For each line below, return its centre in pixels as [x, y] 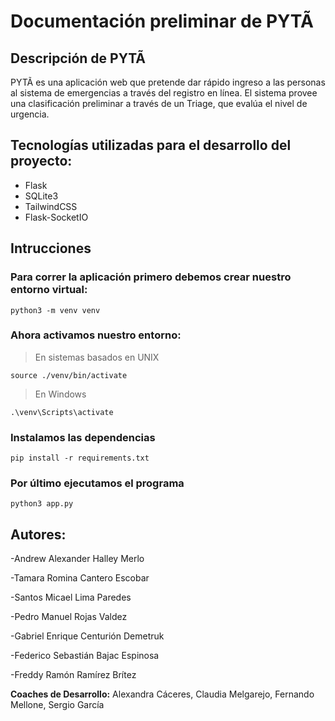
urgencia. [30, 114]
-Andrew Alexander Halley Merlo [77, 559]
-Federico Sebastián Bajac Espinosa [85, 656]
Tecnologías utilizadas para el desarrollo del [151, 145]
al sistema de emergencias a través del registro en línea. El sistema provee [164, 93]
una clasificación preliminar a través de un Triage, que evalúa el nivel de [159, 103]
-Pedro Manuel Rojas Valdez [69, 617]
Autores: [38, 534]
